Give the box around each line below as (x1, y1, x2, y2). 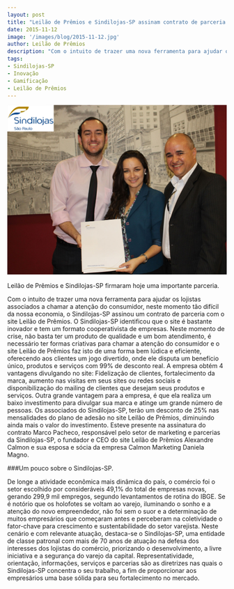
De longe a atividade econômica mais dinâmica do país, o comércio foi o (7, 477, 216, 486)
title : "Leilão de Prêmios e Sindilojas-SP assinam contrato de (7, 18, 198, 26)
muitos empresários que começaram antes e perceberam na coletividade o (7, 514, 223, 523)
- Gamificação (7, 77, 49, 84)
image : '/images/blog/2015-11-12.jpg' (7, 33, 120, 40)
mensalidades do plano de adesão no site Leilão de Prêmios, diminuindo (7, 413, 214, 422)
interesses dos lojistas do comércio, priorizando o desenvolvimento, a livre (7, 544, 222, 552)
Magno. (7, 450, 29, 459)
